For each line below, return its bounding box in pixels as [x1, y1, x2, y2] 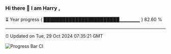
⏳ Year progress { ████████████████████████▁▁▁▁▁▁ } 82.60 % [5, 16, 162, 22]
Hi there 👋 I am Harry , [5, 5, 61, 12]
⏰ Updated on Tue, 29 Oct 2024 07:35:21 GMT [5, 33, 103, 39]
